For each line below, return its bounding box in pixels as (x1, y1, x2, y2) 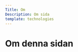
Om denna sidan (5, 38, 74, 49)
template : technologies (5, 16, 54, 21)
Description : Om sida (5, 12, 50, 17)
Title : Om (5, 7, 26, 12)
